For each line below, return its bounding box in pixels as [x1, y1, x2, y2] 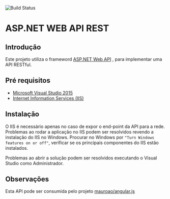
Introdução [5, 43, 41, 51]
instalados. [5, 145, 29, 151]
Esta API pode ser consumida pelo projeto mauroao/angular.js [5, 188, 135, 194]
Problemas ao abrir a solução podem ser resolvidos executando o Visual [5, 155, 157, 161]
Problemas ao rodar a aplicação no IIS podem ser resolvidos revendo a [5, 128, 154, 135]
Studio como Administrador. [5, 160, 64, 166]
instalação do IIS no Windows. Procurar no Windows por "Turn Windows [5, 134, 154, 140]
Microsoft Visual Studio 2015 [12, 89, 73, 96]
